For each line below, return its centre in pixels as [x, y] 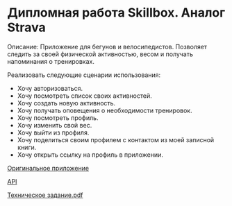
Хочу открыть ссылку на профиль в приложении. [90, 155]
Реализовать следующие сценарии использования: [84, 75]
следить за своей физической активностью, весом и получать [100, 54]
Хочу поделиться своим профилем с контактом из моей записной [116, 139]
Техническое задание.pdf [45, 195]
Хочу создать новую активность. [66, 103]
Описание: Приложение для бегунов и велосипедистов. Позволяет [107, 46]
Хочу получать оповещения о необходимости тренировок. [105, 110]
